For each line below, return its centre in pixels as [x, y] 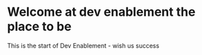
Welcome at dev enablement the [101, 12]
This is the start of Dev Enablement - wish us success [83, 45]
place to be [40, 26]
